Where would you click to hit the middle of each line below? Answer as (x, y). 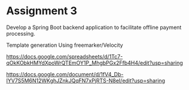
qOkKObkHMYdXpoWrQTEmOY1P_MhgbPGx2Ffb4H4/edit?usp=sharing (95, 63)
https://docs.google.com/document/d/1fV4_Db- (65, 74)
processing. (21, 33)
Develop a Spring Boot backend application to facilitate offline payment (94, 27)
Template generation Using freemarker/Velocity (65, 45)
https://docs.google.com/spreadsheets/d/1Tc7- (65, 56)
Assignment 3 (42, 11)
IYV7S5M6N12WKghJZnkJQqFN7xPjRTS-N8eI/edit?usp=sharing (86, 81)
